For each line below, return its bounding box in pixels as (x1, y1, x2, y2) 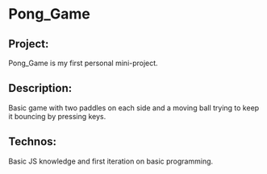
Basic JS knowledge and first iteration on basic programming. (8, 156, 214, 166)
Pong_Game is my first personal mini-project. (8, 58, 159, 68)
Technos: (8, 135, 57, 149)
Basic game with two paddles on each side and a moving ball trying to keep (8, 102, 260, 113)
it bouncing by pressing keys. (8, 111, 106, 121)
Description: (8, 81, 73, 95)
